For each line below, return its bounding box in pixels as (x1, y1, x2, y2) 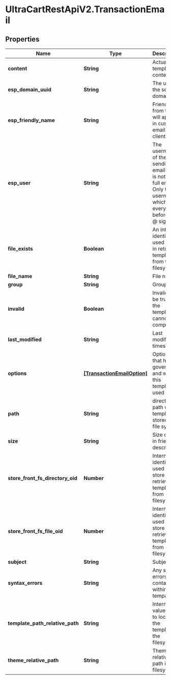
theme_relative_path (8, 657, 59, 664)
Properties (5, 35, 40, 43)
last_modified (8, 336, 42, 343)
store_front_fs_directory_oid (8, 474, 78, 482)
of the (152, 154, 167, 161)
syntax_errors (8, 579, 43, 586)
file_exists (8, 245, 33, 252)
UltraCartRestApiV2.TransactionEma (5, 4, 165, 15)
